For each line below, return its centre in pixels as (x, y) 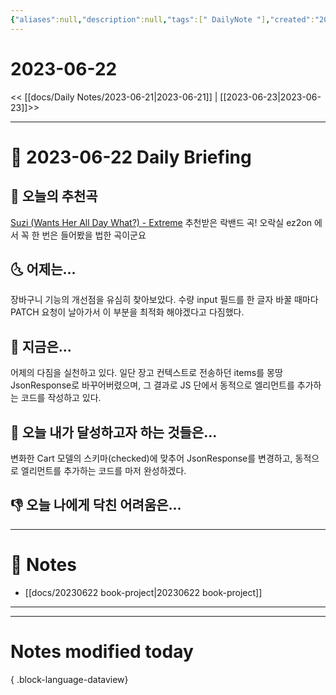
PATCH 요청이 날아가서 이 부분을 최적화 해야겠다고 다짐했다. (127, 312)
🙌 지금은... (41, 346)
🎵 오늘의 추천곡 (54, 196)
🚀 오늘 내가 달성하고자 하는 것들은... (114, 432)
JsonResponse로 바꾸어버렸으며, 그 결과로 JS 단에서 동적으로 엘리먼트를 (152, 385)
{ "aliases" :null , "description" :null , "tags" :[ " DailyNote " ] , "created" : (162, 19)
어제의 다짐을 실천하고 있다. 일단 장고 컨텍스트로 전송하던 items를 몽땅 (146, 373)
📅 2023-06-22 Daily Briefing (131, 157)
